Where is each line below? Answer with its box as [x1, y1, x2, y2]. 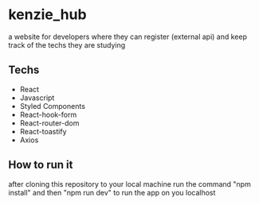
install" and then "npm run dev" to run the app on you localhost [8, 188, 216, 197]
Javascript [19, 93, 55, 102]
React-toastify [19, 126, 67, 136]
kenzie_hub [8, 6, 87, 24]
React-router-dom [19, 118, 80, 128]
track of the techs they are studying [8, 40, 126, 49]
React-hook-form [19, 110, 77, 119]
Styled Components [19, 101, 86, 110]
